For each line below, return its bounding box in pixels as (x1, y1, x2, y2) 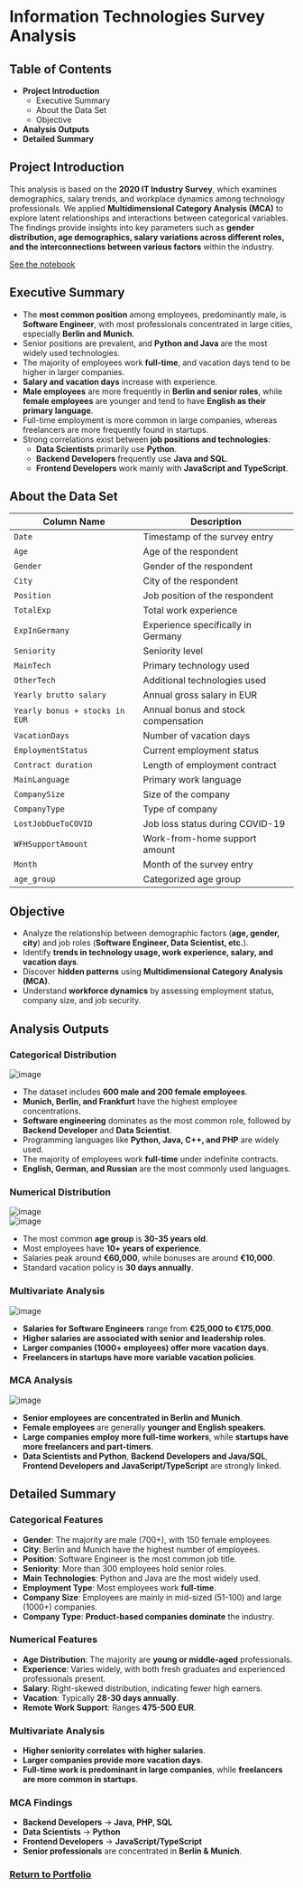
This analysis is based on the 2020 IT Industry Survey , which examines (9, 183, 278, 194)
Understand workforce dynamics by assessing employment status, (22, 985, 275, 996)
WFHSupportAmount (14, 839, 88, 850)
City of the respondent (142, 575, 239, 587)
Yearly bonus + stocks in (14, 706, 125, 716)
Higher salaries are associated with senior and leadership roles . (22, 1332, 266, 1343)
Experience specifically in (142, 619, 252, 632)
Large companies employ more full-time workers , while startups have (22, 1431, 289, 1442)
